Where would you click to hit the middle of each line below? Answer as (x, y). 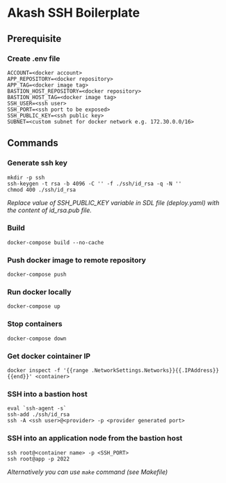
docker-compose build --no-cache (56, 242)
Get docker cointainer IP (49, 356)
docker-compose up (34, 306)
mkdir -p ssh (26, 177)
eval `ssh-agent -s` (37, 409)
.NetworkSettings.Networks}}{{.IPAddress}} (155, 371)
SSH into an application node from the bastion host (95, 438)
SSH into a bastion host (48, 394)
